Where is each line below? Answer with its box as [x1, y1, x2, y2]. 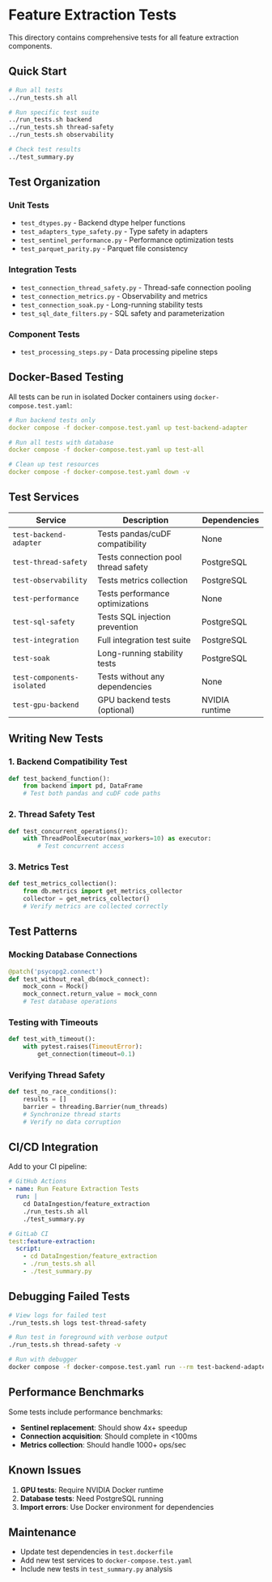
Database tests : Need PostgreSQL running [19, 1493, 164, 1503]
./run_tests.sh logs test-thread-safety [8, 1319, 147, 1327]
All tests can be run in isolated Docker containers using [8, 391, 193, 402]
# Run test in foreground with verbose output [8, 1333, 168, 1341]
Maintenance [8, 1525, 77, 1539]
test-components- [12, 672, 79, 682]
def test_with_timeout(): [8, 1035, 96, 1043]
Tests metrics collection [97, 574, 189, 586]
